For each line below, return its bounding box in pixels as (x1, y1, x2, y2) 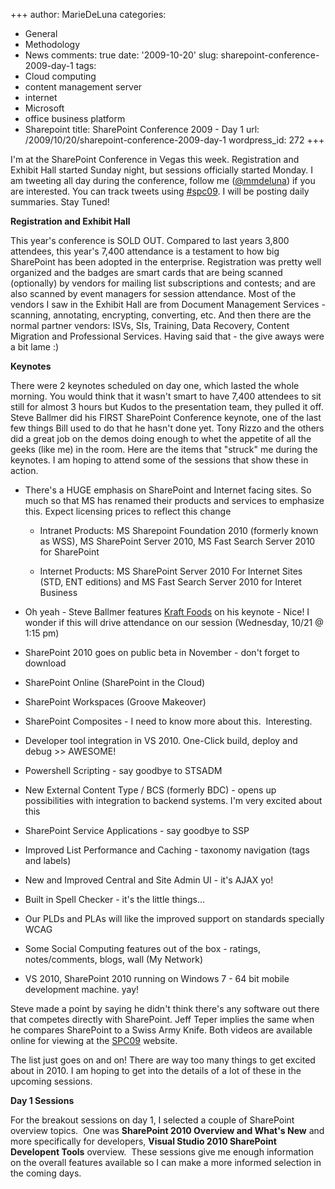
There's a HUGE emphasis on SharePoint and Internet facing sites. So (24, 484, 312, 496)
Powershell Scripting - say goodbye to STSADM (24, 765, 223, 776)
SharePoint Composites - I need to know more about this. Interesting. (24, 715, 313, 727)
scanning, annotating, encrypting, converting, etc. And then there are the (10, 309, 312, 321)
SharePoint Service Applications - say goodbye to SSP (24, 825, 250, 836)
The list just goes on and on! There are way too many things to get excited (10, 1054, 316, 1066)
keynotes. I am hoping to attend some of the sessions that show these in (10, 454, 309, 466)
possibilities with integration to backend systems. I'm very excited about (24, 795, 323, 806)
